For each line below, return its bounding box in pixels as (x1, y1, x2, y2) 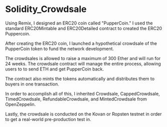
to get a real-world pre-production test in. (5, 116, 91, 122)
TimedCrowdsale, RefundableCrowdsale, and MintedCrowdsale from (5, 96, 147, 102)
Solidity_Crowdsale (5, 3, 87, 15)
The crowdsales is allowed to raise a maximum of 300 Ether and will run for (5, 55, 161, 61)
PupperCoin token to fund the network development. (5, 45, 114, 51)
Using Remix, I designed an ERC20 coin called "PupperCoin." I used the (5, 20, 153, 26)
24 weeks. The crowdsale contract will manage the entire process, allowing (5, 60, 161, 66)
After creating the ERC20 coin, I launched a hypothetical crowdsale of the (5, 40, 157, 46)
